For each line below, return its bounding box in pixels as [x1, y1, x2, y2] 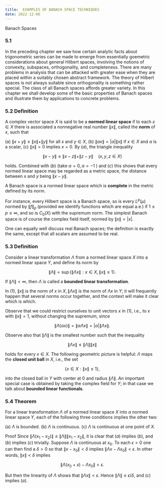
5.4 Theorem [5, 398, 37, 405]
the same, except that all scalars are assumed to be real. [5, 231, 119, 237]
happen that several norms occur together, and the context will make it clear [5, 293, 159, 299]
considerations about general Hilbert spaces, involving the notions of [5, 59, 144, 65]
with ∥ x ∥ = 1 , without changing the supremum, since [5, 313, 110, 319]
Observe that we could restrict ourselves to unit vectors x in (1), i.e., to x [5, 308, 150, 314]
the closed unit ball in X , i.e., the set [5, 356, 78, 362]
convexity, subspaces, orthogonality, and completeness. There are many [5, 64, 152, 70]
